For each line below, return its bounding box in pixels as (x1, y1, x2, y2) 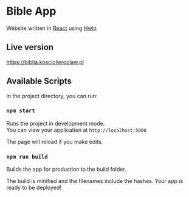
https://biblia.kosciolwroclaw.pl (6, 58, 84, 65)
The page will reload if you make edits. (6, 138, 103, 145)
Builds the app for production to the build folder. (6, 166, 126, 173)
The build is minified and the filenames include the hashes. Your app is (6, 177, 184, 185)
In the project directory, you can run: (6, 92, 98, 99)
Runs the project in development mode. (6, 120, 105, 127)
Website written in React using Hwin (6, 24, 97, 32)
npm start (6, 107, 35, 114)
